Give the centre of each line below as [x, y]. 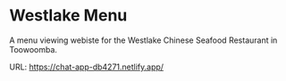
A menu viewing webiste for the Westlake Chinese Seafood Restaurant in [143, 40]
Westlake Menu [68, 16]
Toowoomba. [34, 49]
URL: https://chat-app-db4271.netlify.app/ [86, 67]
